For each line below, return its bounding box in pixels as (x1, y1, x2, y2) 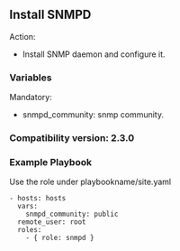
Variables (9, 71, 52, 84)
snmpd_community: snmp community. (22, 109, 165, 120)
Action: (9, 31, 36, 42)
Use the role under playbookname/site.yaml (9, 176, 172, 188)
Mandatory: (9, 92, 52, 103)
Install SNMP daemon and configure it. (22, 49, 166, 60)
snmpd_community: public (25, 209, 119, 219)
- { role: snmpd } (25, 234, 94, 243)
